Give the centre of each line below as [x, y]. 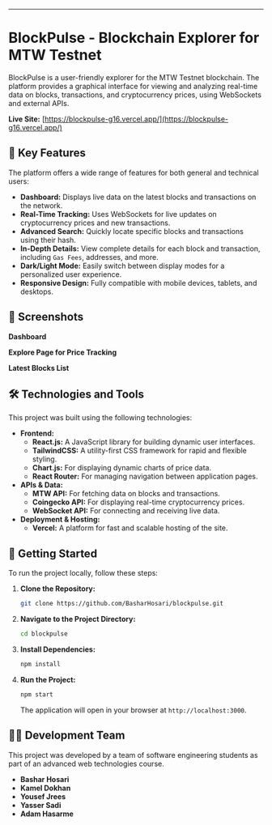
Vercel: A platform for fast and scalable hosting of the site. [130, 528]
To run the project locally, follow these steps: [83, 573]
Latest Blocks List [39, 368]
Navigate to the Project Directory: [78, 619]
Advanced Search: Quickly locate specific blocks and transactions [132, 231]
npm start [37, 694]
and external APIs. [39, 103]
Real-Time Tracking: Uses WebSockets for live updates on [118, 214]
